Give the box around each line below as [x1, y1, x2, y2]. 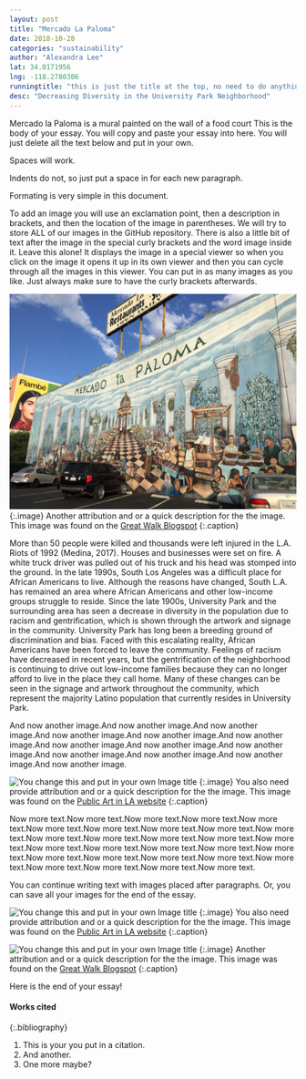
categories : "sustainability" [9, 44, 125, 53]
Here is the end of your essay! [9, 981, 123, 992]
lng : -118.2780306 [9, 73, 79, 82]
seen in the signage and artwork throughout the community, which [9, 683, 260, 694]
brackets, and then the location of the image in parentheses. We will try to [9, 217, 287, 228]
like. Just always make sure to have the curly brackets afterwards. [9, 275, 258, 286]
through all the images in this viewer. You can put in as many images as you [9, 265, 293, 277]
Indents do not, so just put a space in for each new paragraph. [9, 172, 243, 183]
